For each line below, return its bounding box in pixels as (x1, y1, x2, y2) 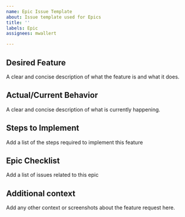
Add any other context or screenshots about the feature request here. (6, 204, 176, 211)
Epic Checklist (6, 156, 60, 166)
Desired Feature (6, 57, 66, 68)
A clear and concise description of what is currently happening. (6, 106, 161, 113)
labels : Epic (6, 25, 38, 31)
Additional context (6, 188, 75, 198)
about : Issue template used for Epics (6, 14, 101, 20)
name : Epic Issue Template (6, 8, 72, 15)
